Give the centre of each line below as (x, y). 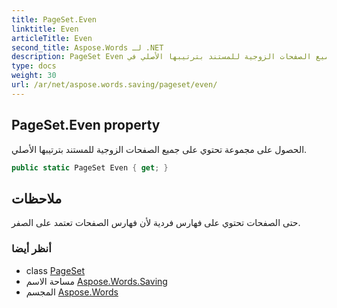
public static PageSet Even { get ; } (90, 167)
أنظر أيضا (31, 249)
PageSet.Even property (86, 125)
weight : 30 (34, 76)
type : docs (34, 66)
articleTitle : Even (52, 38)
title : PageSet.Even (54, 19)
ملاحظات (37, 198)
